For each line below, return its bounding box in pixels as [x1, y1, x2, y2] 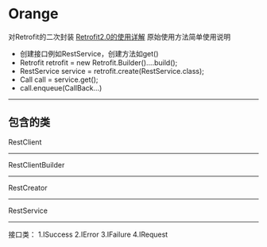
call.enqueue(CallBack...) [19, 83, 103, 92]
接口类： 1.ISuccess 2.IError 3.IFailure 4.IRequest [8, 230, 168, 239]
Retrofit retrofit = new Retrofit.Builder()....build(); [19, 57, 178, 68]
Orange [8, 5, 59, 23]
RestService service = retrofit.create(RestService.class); [19, 66, 205, 75]
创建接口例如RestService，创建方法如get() [19, 48, 159, 58]
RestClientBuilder [8, 160, 65, 169]
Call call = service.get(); [19, 75, 99, 84]
